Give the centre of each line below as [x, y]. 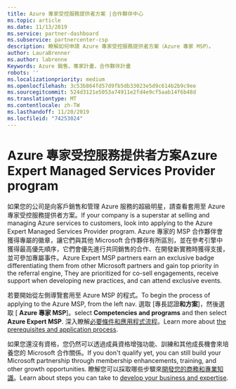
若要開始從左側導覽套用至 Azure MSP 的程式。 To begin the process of [109, 295]
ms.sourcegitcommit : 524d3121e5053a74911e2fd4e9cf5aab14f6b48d [102, 92]
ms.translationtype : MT [42, 99]
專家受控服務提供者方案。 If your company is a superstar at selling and [109, 215]
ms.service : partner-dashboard [53, 33]
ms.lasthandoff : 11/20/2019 [48, 112]
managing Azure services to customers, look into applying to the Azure [110, 223]
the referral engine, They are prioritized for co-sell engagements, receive [113, 273]
